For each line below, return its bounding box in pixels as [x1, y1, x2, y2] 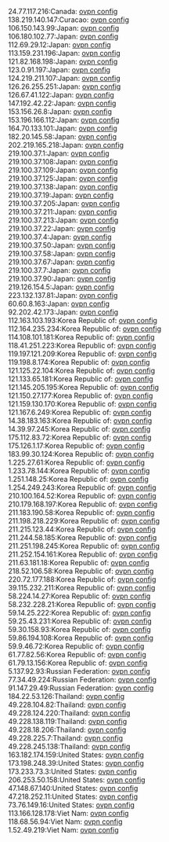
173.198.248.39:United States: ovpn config [8, 759, 145, 767]
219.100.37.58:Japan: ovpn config [8, 249, 116, 258]
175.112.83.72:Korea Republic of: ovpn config [8, 432, 152, 442]
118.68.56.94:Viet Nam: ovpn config [8, 817, 123, 826]
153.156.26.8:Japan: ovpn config [8, 107, 112, 116]
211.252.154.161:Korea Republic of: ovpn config [8, 550, 158, 559]
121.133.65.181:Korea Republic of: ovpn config [8, 374, 154, 384]
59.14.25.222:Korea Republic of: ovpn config [8, 609, 151, 617]
